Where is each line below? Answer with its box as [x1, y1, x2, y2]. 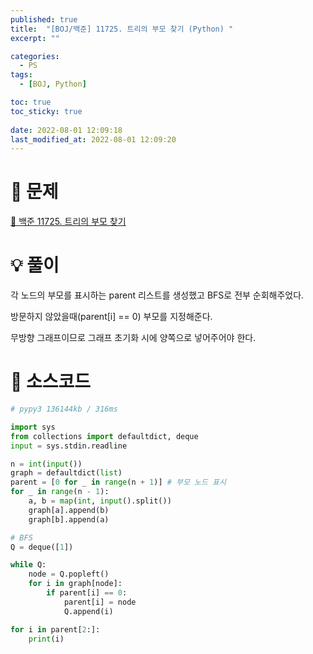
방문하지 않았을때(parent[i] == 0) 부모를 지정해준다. [10, 311, 213, 323]
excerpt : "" [10, 33, 60, 43]
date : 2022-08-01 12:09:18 [10, 125, 123, 135]
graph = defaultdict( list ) [10, 468, 123, 478]
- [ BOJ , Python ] [19, 79, 87, 90]
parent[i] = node [63, 597, 137, 607]
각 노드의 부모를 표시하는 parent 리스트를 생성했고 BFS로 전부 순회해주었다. [10, 289, 305, 301]
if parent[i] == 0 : [46, 588, 128, 598]
